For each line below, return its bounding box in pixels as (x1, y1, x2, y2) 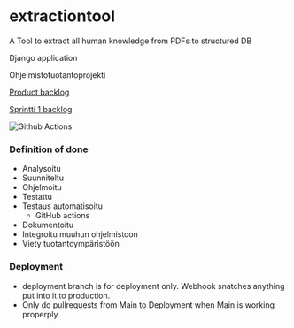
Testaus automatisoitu (21, 201, 104, 211)
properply (21, 309, 58, 319)
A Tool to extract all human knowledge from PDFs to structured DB (9, 35, 252, 46)
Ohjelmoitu (21, 182, 62, 193)
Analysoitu (21, 164, 61, 174)
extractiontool (9, 6, 116, 27)
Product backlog (9, 87, 70, 97)
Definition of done (9, 143, 89, 156)
